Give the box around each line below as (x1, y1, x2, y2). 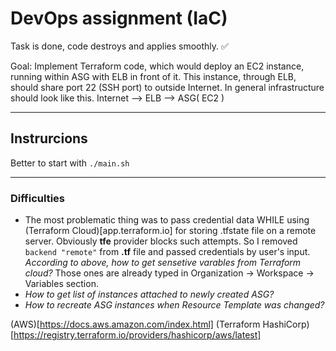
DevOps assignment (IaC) (10, 7, 228, 30)
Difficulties (10, 191, 65, 205)
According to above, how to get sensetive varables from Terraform (24, 257, 302, 269)
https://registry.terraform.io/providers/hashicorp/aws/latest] (13, 329, 262, 341)
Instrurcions (10, 130, 88, 147)
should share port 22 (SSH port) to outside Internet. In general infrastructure (10, 81, 325, 93)
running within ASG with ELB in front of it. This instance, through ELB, (10, 70, 297, 82)
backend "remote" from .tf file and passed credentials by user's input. (24, 246, 311, 258)
